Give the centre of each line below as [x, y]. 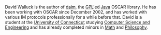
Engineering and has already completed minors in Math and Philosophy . [77, 27]
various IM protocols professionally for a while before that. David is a [73, 17]
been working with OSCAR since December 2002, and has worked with [76, 12]
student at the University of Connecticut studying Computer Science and [78, 22]
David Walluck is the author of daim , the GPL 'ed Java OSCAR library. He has [80, 7]
